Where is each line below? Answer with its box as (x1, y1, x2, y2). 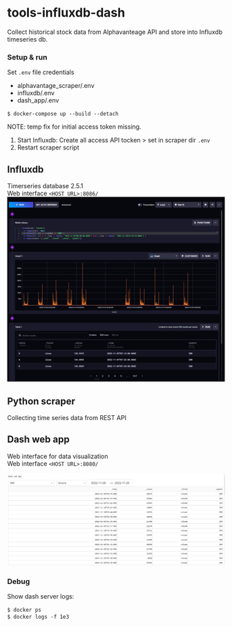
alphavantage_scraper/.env (17, 82, 95, 90)
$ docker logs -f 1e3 (7, 614, 70, 621)
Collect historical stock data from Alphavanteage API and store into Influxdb (7, 28, 223, 36)
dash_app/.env (17, 96, 59, 104)
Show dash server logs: (7, 592, 75, 601)
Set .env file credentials (7, 68, 75, 77)
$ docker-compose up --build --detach (7, 111, 119, 118)
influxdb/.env (17, 89, 55, 98)
